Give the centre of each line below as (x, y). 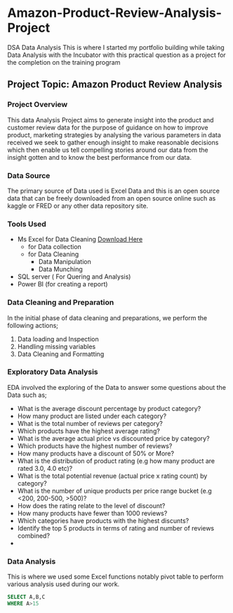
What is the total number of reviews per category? (90, 423)
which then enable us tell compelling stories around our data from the (108, 150)
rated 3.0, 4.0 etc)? (45, 468)
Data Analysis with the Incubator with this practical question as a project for (116, 55)
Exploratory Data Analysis (53, 372)
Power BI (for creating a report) (62, 284)
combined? (34, 536)
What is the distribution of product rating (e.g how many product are (116, 461)
